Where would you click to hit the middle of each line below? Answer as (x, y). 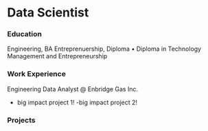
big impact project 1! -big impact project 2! (77, 102)
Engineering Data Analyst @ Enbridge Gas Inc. (73, 89)
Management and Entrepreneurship (57, 56)
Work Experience (37, 74)
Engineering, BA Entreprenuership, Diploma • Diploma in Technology (104, 49)
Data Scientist (48, 13)
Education (25, 34)
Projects (21, 120)
